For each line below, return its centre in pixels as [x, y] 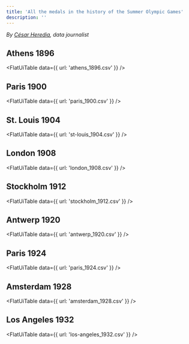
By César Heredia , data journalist [47, 34]
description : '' [26, 17]
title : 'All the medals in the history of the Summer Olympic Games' [95, 12]
